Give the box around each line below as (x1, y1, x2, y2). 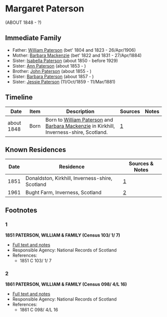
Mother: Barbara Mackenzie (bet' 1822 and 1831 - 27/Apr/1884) (12, 52, 142, 58)
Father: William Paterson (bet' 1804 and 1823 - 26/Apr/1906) (12, 47, 136, 53)
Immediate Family (5, 34, 62, 42)
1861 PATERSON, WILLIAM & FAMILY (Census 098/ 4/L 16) (5, 281, 127, 287)
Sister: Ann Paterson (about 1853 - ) (12, 63, 86, 69)
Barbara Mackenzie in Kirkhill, (45, 122, 115, 129)
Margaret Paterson (5, 3, 84, 14)
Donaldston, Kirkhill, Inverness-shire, (25, 175, 113, 182)
